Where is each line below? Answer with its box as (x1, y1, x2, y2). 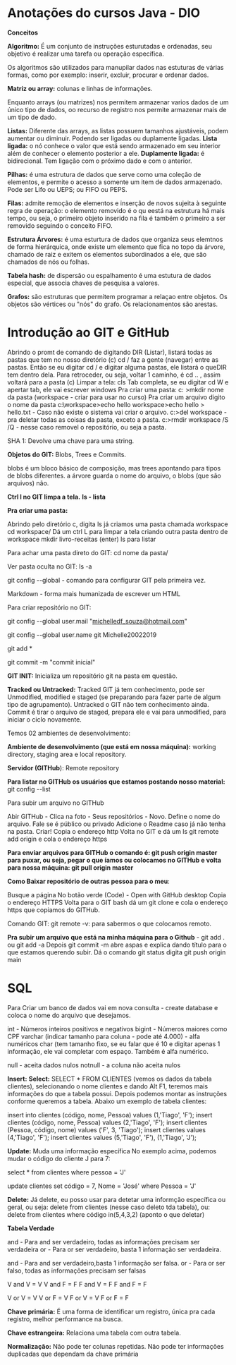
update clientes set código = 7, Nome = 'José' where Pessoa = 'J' (7, 1182, 197, 1190)
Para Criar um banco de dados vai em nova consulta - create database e (7, 1003, 218, 1012)
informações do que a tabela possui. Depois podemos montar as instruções (7, 1089, 228, 1098)
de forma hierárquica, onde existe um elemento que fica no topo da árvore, (7, 242, 225, 251)
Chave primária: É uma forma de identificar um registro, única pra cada (7, 1307, 216, 1316)
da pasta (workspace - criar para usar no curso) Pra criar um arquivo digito (7, 393, 225, 401)
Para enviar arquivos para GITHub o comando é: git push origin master (7, 848, 218, 856)
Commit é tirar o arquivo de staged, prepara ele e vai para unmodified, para (7, 708, 227, 716)
